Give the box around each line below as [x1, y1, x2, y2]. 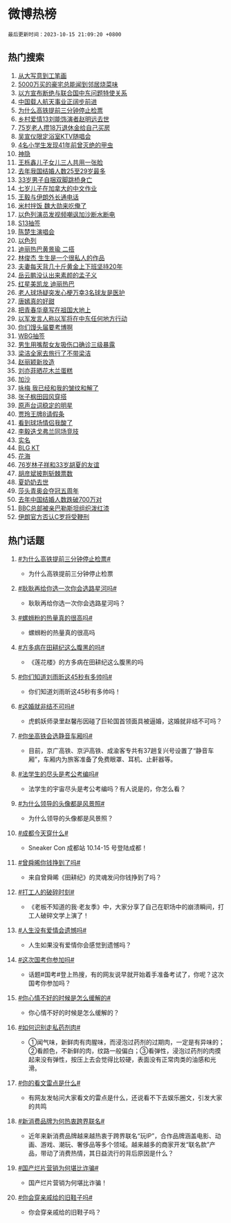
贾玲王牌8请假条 [17, 410, 65, 418]
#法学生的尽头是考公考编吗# [17, 770, 99, 778]
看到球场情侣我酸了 [17, 418, 73, 427]
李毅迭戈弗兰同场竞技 [17, 427, 79, 435]
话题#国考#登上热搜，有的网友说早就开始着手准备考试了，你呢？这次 [28, 970, 224, 979]
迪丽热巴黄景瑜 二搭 [17, 244, 75, 253]
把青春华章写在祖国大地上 [17, 305, 91, 314]
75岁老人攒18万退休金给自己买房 [17, 123, 111, 132]
